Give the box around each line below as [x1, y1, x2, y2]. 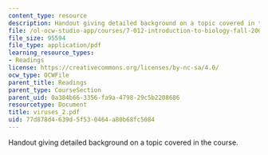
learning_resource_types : [8, 49, 94, 57]
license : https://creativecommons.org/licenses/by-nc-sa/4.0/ [8, 64, 219, 72]
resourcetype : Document [8, 101, 88, 109]
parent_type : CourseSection [8, 85, 102, 94]
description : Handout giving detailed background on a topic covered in [8, 19, 255, 27]
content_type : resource [8, 11, 88, 20]
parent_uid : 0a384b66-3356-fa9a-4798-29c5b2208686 [8, 93, 180, 101]
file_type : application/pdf [8, 42, 102, 50]
